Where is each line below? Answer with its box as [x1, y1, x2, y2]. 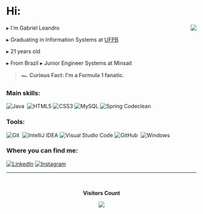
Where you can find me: [6, 146, 79, 155]
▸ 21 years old [6, 47, 40, 55]
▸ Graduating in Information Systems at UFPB [6, 36, 119, 43]
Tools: [6, 118, 25, 126]
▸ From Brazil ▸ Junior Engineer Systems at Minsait [6, 59, 132, 66]
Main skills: [6, 89, 40, 97]
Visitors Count [83, 189, 120, 196]
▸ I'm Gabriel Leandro [6, 24, 60, 31]
